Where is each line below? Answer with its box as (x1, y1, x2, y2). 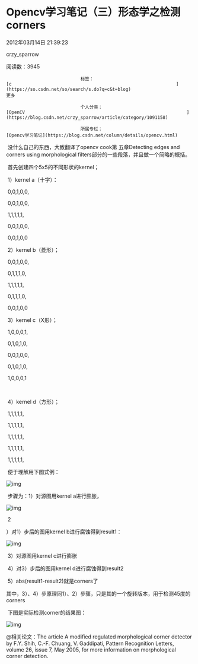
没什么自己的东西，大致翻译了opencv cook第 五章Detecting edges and (7, 143, 180, 150)
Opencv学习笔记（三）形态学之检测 (6, 5, 181, 19)
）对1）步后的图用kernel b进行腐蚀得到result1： (6, 528, 122, 535)
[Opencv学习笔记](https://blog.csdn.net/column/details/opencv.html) (6, 132, 178, 138)
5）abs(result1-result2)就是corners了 (7, 577, 99, 584)
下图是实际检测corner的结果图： (7, 609, 87, 616)
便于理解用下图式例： (7, 468, 60, 475)
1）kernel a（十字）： (7, 176, 58, 183)
